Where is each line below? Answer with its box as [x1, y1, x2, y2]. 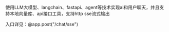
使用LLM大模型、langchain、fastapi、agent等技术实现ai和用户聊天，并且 [5, 4, 160, 10]
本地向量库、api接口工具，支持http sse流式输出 [9, 10, 110, 16]
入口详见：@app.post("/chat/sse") [5, 21, 79, 27]
